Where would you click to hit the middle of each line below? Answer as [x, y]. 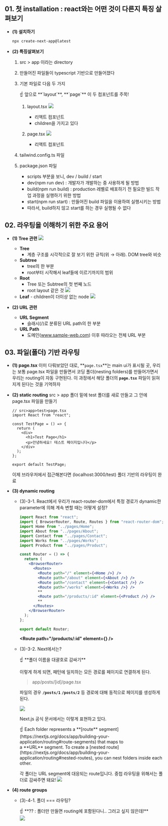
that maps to [110, 742]
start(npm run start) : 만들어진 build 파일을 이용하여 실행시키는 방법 [94, 201]
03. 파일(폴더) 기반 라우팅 [42, 352]
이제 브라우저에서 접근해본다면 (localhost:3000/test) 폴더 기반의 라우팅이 [84, 474]
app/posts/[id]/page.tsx [57, 682]
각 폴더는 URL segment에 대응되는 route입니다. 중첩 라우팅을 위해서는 [89, 774]
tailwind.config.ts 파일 [42, 155]
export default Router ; [45, 629]
